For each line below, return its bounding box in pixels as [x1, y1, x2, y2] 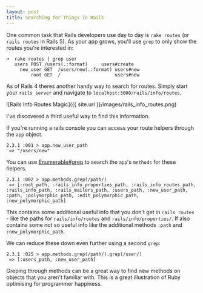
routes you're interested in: [6, 44, 74, 52]
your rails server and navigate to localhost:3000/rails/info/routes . [6, 89, 182, 96]
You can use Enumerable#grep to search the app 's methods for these [6, 158, 176, 166]
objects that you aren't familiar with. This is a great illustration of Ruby [6, 274, 181, 281]
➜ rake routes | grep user [6, 56, 78, 62]
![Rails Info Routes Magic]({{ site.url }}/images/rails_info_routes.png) [6, 101, 177, 108]
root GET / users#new [30, 72, 139, 78]
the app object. [6, 130, 43, 138]
